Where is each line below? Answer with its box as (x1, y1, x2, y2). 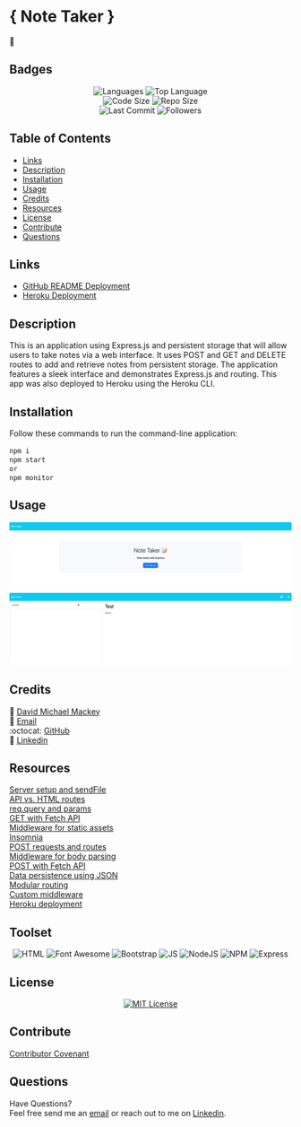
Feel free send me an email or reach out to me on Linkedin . (9, 1107, 227, 1118)
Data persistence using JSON (9, 870, 118, 881)
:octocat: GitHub (9, 725, 70, 736)
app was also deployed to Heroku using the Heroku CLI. (9, 379, 215, 389)
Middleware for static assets (9, 823, 114, 834)
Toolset (9, 924, 52, 939)
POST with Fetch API (9, 861, 87, 871)
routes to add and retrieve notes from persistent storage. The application (9, 359, 279, 370)
